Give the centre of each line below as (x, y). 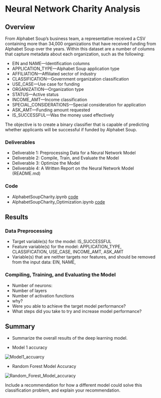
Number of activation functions (43, 295)
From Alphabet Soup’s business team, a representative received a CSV (75, 38)
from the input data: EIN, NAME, (44, 262)
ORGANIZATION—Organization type (48, 89)
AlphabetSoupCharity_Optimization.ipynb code (59, 202)
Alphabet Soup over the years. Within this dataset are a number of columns (80, 49)
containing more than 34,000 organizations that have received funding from (80, 44)
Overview (20, 27)
